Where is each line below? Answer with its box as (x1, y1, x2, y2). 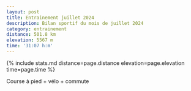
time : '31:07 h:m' (6, 43, 53, 49)
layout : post (6, 8, 40, 15)
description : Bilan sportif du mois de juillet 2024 (6, 20, 144, 26)
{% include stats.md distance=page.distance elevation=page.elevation (6, 59, 185, 67)
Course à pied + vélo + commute (6, 77, 89, 85)
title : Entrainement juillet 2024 (6, 15, 95, 21)
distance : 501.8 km (6, 32, 56, 38)
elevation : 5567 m (6, 37, 53, 43)
